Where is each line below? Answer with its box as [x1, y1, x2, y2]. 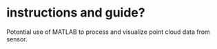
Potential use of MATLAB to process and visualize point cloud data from [6, 28, 211, 36]
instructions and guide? [6, 5, 145, 21]
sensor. [6, 35, 28, 43]
